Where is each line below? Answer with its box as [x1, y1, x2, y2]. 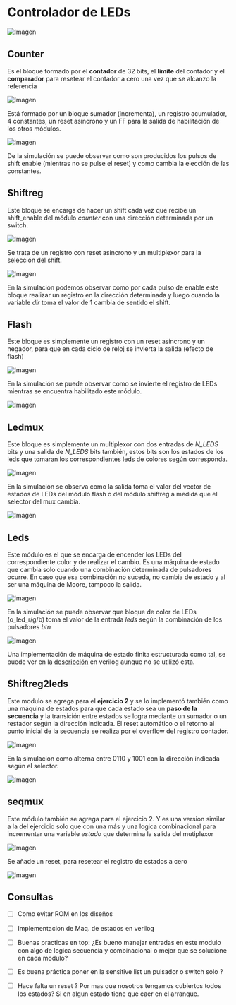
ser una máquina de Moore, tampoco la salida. [7, 581, 142, 588]
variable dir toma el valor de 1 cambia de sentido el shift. [7, 298, 171, 307]
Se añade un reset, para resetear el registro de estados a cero [7, 857, 188, 865]
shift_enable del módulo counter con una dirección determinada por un [7, 213, 213, 222]
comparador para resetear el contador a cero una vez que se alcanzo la [7, 74, 217, 83]
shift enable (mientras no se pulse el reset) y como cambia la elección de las [7, 159, 230, 167]
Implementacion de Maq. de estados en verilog [17, 924, 155, 932]
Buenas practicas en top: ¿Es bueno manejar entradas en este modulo [17, 938, 221, 946]
